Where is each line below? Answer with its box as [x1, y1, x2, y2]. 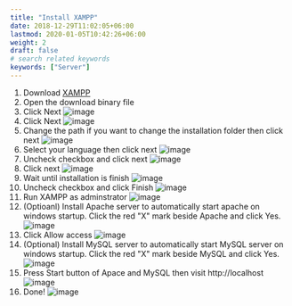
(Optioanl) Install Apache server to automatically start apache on [22, 201, 261, 211]
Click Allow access [22, 229, 93, 240]
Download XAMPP [22, 87, 91, 98]
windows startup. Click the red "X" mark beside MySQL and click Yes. [22, 248, 280, 259]
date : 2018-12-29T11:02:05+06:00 [10, 21, 134, 30]
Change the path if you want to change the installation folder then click [22, 125, 284, 136]
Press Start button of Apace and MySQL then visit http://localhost [22, 267, 264, 277]
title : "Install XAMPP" [10, 12, 99, 22]
